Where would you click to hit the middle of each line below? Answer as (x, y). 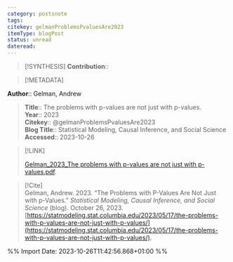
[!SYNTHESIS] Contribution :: (66, 66)
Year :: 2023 (42, 114)
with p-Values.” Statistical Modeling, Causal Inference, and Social (120, 200)
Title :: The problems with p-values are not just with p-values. (113, 107)
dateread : (22, 46)
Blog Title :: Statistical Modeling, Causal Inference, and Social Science (125, 130)
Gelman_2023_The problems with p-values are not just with (110, 164)
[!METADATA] (44, 80)
